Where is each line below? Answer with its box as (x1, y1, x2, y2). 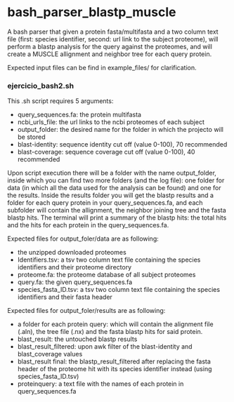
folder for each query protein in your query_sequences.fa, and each (7, 199, 203, 207)
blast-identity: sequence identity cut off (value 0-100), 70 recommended (17, 140, 228, 149)
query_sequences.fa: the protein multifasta (17, 110, 142, 119)
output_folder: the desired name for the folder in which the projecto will (17, 126, 223, 134)
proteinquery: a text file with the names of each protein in (17, 380, 184, 388)
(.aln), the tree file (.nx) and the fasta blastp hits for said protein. (17, 328, 203, 336)
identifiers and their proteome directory (17, 263, 132, 272)
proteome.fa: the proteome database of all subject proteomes (17, 271, 196, 279)
